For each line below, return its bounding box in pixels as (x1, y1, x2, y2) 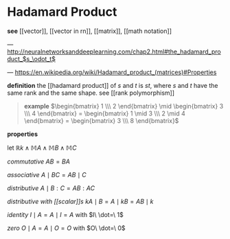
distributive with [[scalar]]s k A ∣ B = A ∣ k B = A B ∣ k (7, 197, 154, 205)
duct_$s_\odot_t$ (7, 54, 56, 62)
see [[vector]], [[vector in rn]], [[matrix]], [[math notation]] (7, 27, 172, 35)
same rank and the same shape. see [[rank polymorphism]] (7, 89, 175, 97)
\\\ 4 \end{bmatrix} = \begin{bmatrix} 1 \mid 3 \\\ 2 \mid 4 (23, 109, 185, 117)
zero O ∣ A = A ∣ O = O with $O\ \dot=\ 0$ (7, 224, 126, 232)
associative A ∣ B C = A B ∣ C (7, 170, 87, 179)
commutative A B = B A (7, 157, 71, 166)
